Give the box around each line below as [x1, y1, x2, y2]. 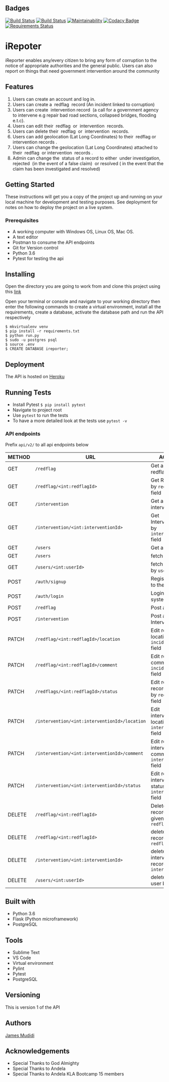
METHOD [8, 454, 31, 461]
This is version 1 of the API [5, 1004, 60, 1010]
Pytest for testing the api [12, 255, 64, 262]
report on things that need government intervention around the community [5, 68, 160, 74]
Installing [5, 270, 35, 279]
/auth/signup [35, 579, 66, 585]
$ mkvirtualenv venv [5, 324, 49, 330]
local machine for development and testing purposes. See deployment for [5, 199, 158, 205]
